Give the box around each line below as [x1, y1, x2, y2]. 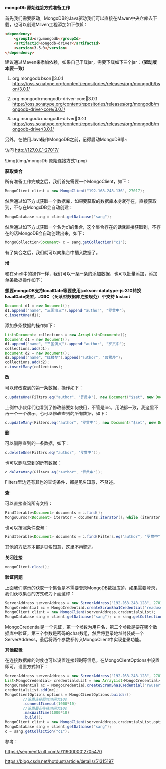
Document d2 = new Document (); [5, 351, 70, 356]
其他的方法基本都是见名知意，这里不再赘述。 [5, 544, 96, 550]
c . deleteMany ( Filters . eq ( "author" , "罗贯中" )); [5, 470, 103, 475]
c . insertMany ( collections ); [5, 364, 63, 369]
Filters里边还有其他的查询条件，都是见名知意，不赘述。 [5, 479, 118, 485]
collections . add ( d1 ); [5, 346, 50, 351]
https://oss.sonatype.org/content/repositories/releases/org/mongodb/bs [12, 81, 161, 87]
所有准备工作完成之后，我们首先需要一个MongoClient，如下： [5, 178, 131, 185]
